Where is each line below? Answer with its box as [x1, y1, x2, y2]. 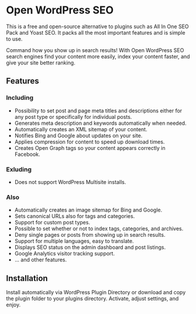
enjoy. [6, 301, 21, 308]
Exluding [6, 165, 32, 173]
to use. [6, 35, 23, 42]
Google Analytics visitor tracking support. [14, 250, 115, 257]
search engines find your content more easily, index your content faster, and [6, 53, 190, 60]
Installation [6, 273, 48, 283]
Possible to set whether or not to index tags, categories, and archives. [14, 225, 184, 232]
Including [6, 94, 34, 102]
